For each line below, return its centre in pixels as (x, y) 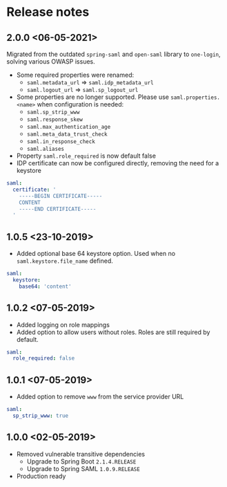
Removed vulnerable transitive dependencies (81, 454)
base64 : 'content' (45, 286)
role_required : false (44, 358)
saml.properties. (195, 98)
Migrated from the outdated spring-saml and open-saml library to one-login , (114, 54)
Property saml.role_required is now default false (86, 156)
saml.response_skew (55, 120)
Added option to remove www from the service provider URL (100, 397)
